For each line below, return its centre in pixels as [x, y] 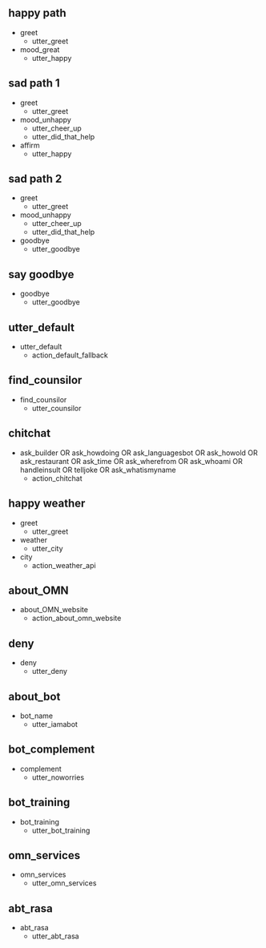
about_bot [34, 696]
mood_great [40, 49]
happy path [37, 13]
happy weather [47, 504]
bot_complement [52, 750]
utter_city [47, 548]
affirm [30, 145]
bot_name [36, 716]
